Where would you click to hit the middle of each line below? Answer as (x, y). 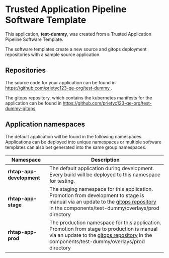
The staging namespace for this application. (101, 189)
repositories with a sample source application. (53, 55)
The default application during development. (102, 168)
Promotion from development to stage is (97, 195)
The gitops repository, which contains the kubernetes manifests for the (79, 97)
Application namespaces (45, 124)
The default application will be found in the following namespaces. (74, 136)
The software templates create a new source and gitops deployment (76, 49)
